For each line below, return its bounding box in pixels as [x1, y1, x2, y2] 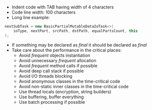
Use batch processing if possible [19, 99, 85, 105]
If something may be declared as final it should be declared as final [11, 42, 147, 48]
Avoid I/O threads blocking [19, 73, 73, 79]
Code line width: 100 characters [11, 9, 76, 15]
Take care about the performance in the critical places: [11, 47, 122, 53]
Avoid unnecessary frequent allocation [19, 57, 97, 63]
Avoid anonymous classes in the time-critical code [19, 78, 120, 84]
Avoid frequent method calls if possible [19, 63, 98, 68]
